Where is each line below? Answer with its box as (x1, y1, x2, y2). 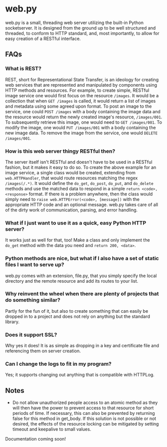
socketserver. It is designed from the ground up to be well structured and (5, 25, 156, 31)
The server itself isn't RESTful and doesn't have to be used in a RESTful (5, 159, 152, 165)
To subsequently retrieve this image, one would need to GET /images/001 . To (5, 119, 162, 125)
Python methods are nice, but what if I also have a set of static (5, 255, 159, 262)
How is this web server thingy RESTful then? (5, 147, 115, 154)
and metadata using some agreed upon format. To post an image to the (5, 103, 152, 109)
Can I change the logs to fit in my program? (5, 360, 111, 367)
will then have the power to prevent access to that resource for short (12, 405, 154, 411)
